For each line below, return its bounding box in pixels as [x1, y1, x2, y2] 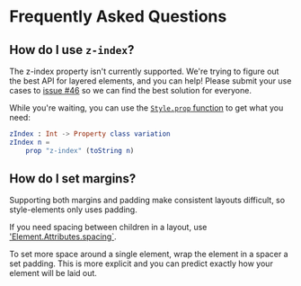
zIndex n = [9, 138, 50, 147]
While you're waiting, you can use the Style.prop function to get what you [9, 103, 284, 113]
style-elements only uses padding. [9, 204, 137, 215]
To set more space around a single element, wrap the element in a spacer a [9, 249, 289, 260]
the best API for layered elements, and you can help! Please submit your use [9, 76, 292, 86]
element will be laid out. [9, 268, 97, 279]
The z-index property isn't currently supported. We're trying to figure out [9, 66, 279, 76]
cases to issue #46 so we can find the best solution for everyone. [9, 85, 252, 95]
